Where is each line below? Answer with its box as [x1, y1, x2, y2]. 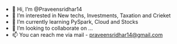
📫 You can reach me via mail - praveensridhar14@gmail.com [11, 32, 163, 38]
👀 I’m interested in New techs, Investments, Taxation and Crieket [11, 12, 171, 19]
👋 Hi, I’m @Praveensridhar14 [11, 6, 83, 12]
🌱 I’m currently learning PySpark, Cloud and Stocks [11, 18, 139, 25]
